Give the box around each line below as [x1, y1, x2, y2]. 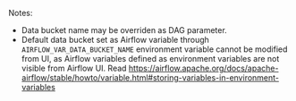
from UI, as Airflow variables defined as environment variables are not [21, 54, 280, 63]
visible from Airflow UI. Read [21, 63, 127, 73]
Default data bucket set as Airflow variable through [21, 35, 209, 45]
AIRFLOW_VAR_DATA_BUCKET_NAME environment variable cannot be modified [21, 44, 288, 55]
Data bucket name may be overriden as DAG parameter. [21, 25, 227, 35]
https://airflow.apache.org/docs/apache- [128, 63, 279, 73]
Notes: [8, 8, 33, 18]
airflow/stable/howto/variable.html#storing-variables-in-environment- [21, 72, 279, 83]
